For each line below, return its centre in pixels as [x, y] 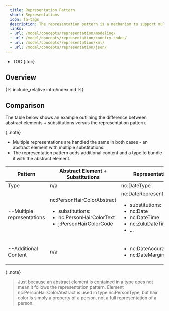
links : [17, 29]
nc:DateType [136, 186]
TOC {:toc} [24, 61]
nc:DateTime [145, 218]
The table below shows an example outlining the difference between [76, 118]
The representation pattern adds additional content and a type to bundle [87, 153]
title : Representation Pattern [43, 10]
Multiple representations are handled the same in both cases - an [80, 142]
